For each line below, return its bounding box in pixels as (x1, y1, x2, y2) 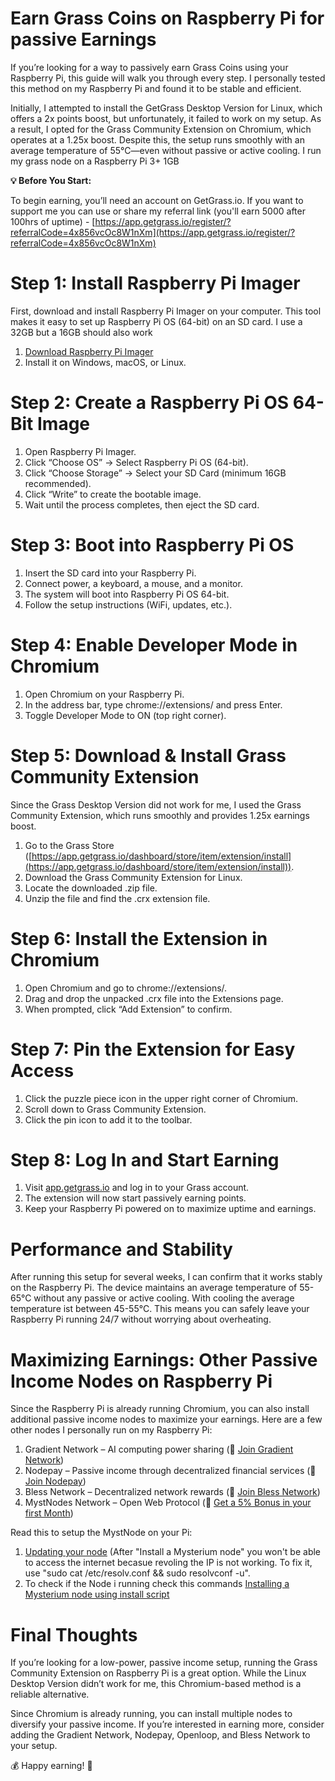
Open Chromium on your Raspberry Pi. (24, 688, 185, 700)
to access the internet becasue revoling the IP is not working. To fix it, (24, 1557, 313, 1569)
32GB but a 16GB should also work (10, 326, 153, 338)
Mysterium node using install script (24, 1588, 170, 1601)
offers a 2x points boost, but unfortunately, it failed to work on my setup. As (10, 112, 322, 124)
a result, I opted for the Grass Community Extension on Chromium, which (10, 123, 312, 135)
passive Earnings (10, 28, 157, 51)
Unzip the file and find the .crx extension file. (24, 892, 211, 904)
